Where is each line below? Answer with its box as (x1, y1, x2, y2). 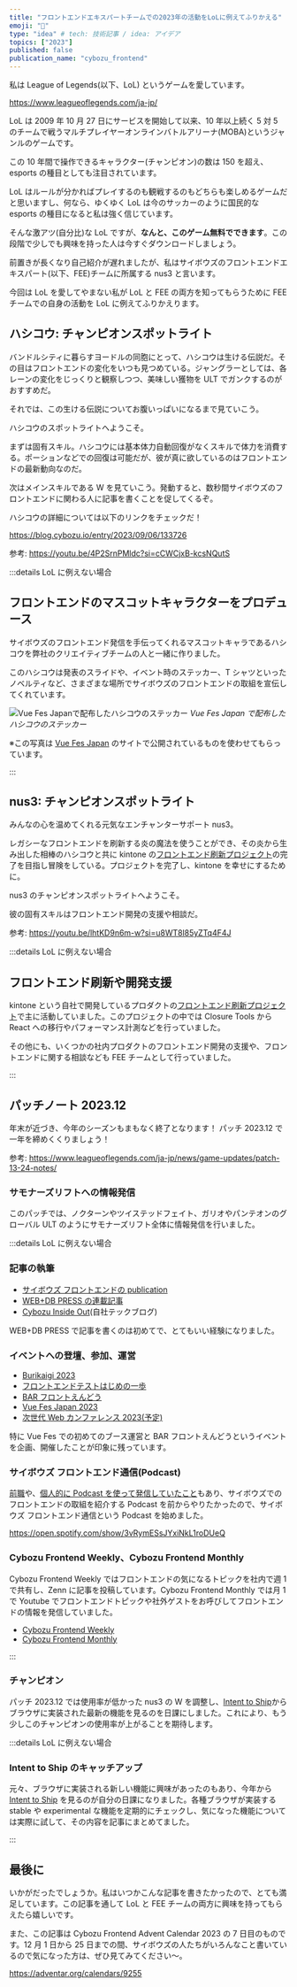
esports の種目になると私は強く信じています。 (9, 209, 179, 219)
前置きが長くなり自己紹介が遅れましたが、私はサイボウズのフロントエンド (9, 258, 280, 267)
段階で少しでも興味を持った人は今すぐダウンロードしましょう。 (9, 238, 241, 249)
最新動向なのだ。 (24, 463, 87, 474)
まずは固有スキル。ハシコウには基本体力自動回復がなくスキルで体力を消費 (9, 441, 280, 451)
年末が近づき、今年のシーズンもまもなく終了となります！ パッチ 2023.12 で (9, 1123, 284, 1134)
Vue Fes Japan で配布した (189, 707, 286, 718)
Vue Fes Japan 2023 (21, 1401, 99, 1412)
